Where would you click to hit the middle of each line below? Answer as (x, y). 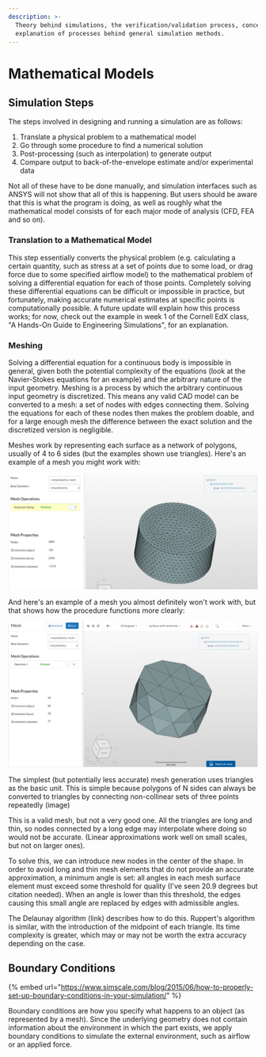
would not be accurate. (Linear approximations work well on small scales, (128, 837)
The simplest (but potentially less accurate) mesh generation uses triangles (131, 779)
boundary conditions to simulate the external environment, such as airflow (129, 1036)
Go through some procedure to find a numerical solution (111, 146)
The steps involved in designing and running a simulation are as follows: (125, 122)
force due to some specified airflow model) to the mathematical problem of (131, 274)
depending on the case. (47, 943)
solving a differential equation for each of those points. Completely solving (130, 283)
